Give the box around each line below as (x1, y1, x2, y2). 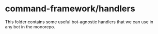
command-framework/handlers (5, 3, 136, 14)
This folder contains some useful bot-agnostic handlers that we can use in (5, 19, 154, 25)
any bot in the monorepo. (5, 24, 56, 29)
